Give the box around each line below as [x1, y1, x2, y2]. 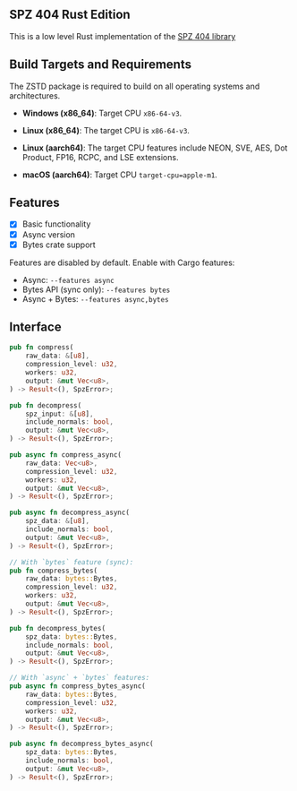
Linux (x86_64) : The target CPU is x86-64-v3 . [21, 125, 191, 135]
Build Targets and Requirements [9, 57, 192, 73]
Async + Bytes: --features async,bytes [21, 293, 169, 304]
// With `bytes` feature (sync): [9, 557, 134, 567]
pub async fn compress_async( [9, 451, 123, 460]
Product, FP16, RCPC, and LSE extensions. [21, 151, 179, 162]
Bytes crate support [21, 239, 96, 250]
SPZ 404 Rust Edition [9, 7, 132, 22]
